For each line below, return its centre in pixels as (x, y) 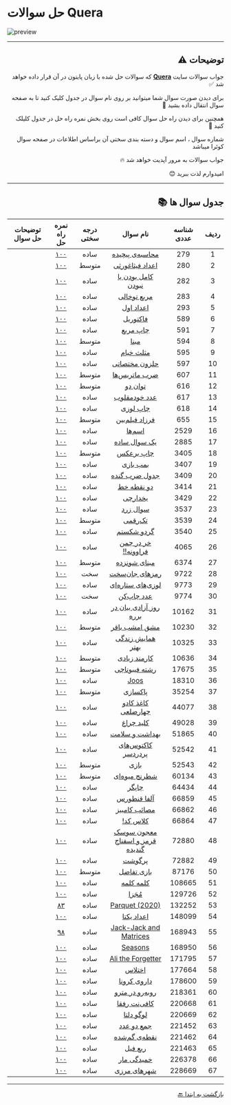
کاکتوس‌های (135, 745)
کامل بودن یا (135, 276)
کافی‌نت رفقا (135, 1003)
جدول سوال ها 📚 (191, 202)
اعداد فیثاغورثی (135, 265)
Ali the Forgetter (135, 958)
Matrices (135, 936)
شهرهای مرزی (135, 1071)
